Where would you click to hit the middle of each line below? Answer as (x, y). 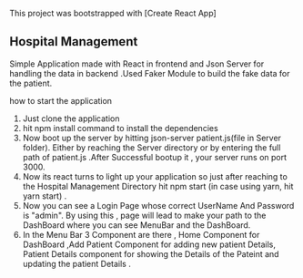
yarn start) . (45, 196)
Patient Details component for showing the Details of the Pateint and (151, 253)
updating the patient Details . (77, 263)
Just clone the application (71, 118)
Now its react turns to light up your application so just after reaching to (155, 176)
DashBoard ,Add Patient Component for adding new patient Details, (149, 244)
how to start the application (61, 100)
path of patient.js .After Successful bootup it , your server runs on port (155, 157)
